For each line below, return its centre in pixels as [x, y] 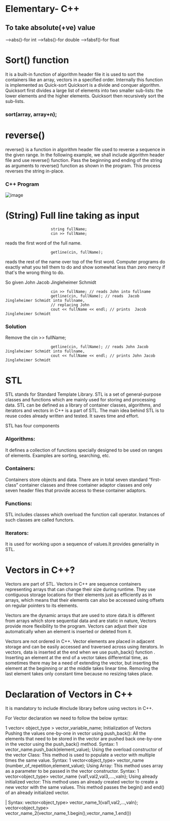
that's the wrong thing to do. [35, 272]
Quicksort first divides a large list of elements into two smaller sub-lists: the [84, 90]
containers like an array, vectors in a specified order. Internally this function [84, 80]
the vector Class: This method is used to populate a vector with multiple [80, 755]
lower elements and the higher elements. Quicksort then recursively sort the [85, 96]
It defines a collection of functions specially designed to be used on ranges [84, 450]
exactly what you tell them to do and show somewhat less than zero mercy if [85, 267]
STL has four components [32, 426]
